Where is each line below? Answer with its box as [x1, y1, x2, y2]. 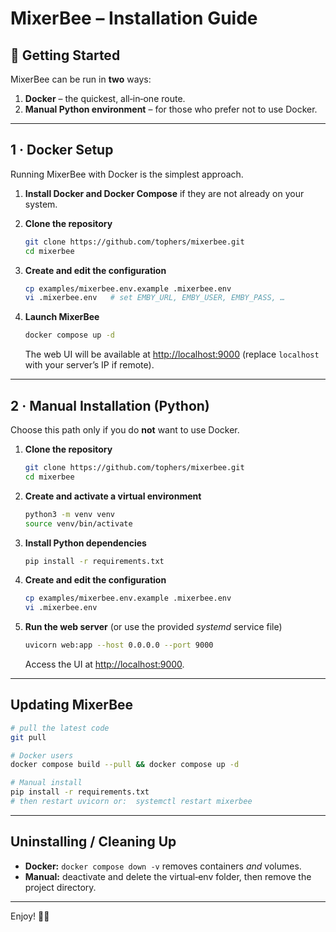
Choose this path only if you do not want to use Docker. [10, 424, 240, 436]
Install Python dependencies [24, 537, 147, 549]
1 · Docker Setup [10, 142, 114, 159]
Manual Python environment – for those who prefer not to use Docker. [24, 103, 318, 115]
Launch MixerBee [24, 311, 100, 323]
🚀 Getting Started [10, 47, 121, 64]
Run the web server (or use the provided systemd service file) [24, 621, 283, 633]
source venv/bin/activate [24, 518, 133, 529]
